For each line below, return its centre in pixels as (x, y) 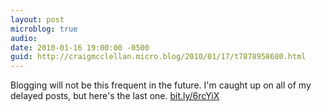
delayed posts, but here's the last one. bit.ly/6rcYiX (115, 96)
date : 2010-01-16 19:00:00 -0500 (80, 47)
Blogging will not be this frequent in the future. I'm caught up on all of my (161, 85)
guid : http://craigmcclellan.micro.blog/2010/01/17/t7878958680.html (158, 57)
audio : (24, 38)
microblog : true (44, 29)
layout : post (37, 19)
